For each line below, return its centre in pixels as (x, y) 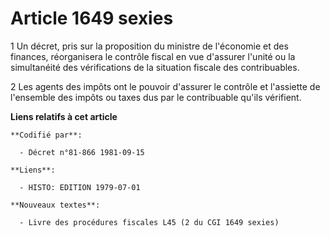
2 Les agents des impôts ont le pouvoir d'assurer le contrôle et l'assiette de (165, 86)
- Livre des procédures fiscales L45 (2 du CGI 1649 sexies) (149, 222)
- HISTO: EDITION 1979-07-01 (80, 187)
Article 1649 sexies (92, 18)
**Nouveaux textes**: (55, 205)
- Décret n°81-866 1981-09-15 (82, 152)
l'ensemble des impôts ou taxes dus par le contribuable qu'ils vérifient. (156, 97)
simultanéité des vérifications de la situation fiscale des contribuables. (155, 67)
